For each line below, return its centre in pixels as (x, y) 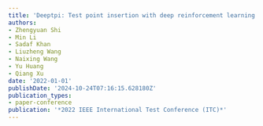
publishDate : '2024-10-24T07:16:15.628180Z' (82, 88)
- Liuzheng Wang (35, 52)
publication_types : (40, 95)
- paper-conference (40, 103)
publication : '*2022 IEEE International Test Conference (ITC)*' (117, 110)
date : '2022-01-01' (40, 81)
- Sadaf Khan (30, 45)
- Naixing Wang (33, 59)
